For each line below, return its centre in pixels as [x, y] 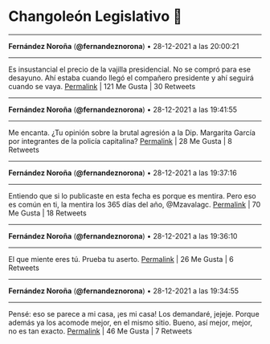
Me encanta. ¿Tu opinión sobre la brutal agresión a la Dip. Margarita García [132, 133]
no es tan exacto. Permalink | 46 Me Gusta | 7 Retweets [100, 331]
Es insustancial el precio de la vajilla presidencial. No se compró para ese [130, 69]
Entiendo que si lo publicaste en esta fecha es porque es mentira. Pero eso [132, 195]
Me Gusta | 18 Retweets [47, 213]
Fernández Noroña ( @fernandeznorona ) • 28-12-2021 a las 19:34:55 [124, 291]
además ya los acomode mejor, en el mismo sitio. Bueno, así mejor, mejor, [131, 322]
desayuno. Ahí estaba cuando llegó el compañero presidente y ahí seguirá [131, 78]
